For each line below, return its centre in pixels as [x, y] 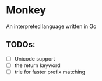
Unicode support [35, 58]
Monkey [26, 10]
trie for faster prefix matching [50, 72]
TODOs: [21, 45]
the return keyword [37, 65]
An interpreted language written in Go [51, 26]
